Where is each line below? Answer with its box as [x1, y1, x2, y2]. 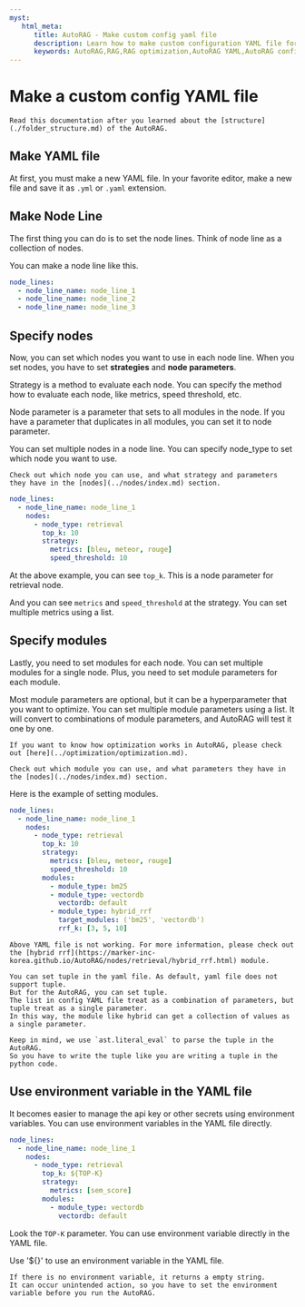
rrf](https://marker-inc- [57, 948, 156, 958]
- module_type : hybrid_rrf [49, 907, 152, 917]
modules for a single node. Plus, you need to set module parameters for [9, 666, 278, 677]
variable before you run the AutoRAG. [9, 1288, 156, 1298]
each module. [9, 676, 61, 687]
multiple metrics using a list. [9, 607, 114, 617]
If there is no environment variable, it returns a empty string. [9, 1273, 266, 1282]
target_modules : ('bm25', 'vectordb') [57, 916, 205, 925]
